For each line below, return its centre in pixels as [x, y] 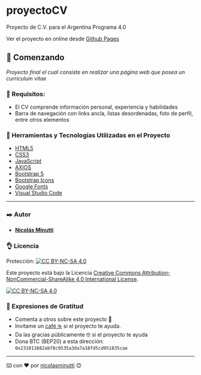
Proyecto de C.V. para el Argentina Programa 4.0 [66, 27]
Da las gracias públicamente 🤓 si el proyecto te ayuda [81, 335]
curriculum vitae [26, 78]
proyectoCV [37, 10]
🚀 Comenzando [35, 58]
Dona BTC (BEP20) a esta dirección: [59, 341]
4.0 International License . [107, 279]
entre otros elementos [42, 120]
